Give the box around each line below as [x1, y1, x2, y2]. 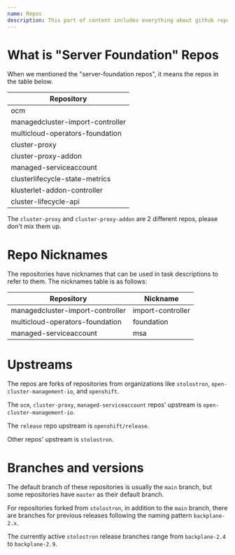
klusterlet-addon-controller [10, 185, 103, 195]
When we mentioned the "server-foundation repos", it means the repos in [7, 70, 219, 78]
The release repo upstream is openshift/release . [7, 421, 150, 430]
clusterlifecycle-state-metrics [10, 174, 111, 184]
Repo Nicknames [7, 246, 108, 262]
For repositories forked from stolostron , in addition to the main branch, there [7, 504, 228, 512]
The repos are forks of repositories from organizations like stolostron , [7, 379, 210, 388]
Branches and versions [7, 460, 145, 476]
